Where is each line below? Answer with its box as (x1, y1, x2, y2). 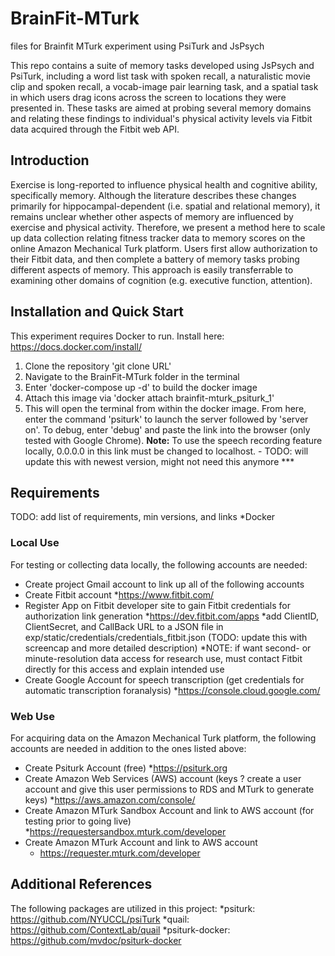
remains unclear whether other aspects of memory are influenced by (10, 210, 294, 222)
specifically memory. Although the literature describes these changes (10, 189, 297, 201)
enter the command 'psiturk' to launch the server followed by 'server (24, 413, 309, 425)
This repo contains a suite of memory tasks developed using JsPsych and (10, 59, 315, 71)
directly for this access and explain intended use (24, 663, 225, 675)
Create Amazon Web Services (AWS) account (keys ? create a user (24, 772, 302, 784)
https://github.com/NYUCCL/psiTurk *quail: (10, 913, 190, 925)
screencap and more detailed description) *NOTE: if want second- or (24, 642, 312, 654)
